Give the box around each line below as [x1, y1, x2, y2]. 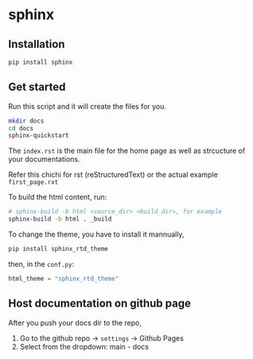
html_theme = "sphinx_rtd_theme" [8, 275, 119, 283]
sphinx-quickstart [8, 131, 69, 140]
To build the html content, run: [8, 193, 107, 202]
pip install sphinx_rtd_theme [8, 245, 109, 253]
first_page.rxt [8, 178, 59, 186]
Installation [8, 37, 65, 51]
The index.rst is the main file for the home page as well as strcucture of [8, 146, 246, 156]
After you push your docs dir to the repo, [8, 318, 142, 327]
